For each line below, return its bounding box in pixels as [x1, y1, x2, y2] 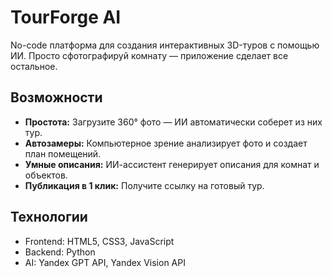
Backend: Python [24, 246, 96, 258]
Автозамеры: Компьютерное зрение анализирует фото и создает [24, 137, 308, 149]
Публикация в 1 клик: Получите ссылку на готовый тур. [24, 179, 265, 191]
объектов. [24, 169, 68, 181]
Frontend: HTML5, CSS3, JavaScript [24, 235, 175, 247]
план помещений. [24, 147, 102, 160]
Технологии [10, 209, 88, 226]
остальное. [10, 60, 58, 72]
